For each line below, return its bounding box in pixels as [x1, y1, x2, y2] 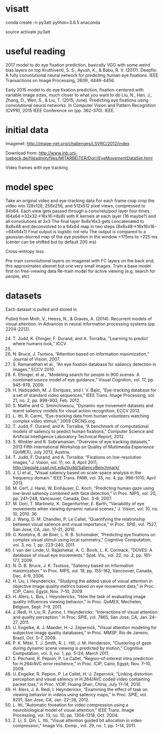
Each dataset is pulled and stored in [5, 306, 77, 312]
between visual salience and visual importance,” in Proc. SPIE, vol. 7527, [12, 521, 157, 527]
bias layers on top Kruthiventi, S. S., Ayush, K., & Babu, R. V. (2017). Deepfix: [5, 67, 158, 73]
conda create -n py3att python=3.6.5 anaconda [5, 19, 100, 25]
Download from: [5, 150, 38, 156]
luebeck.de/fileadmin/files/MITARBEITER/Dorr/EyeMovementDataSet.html [5, 155, 153, 161]
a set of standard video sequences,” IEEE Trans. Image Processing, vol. [12, 392, 155, 398]
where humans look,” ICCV [12, 341, 67, 346]
